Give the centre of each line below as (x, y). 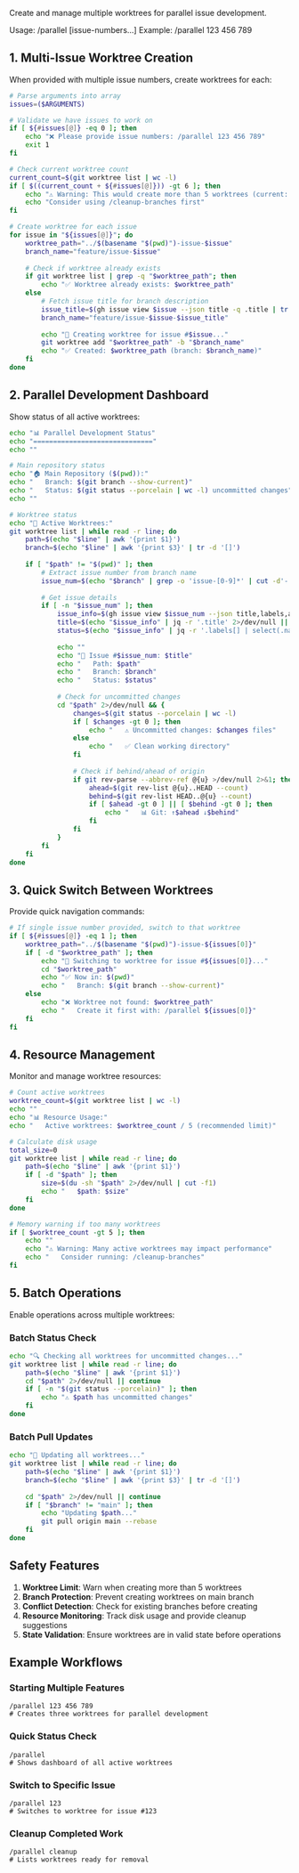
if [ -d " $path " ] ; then (71, 1175)
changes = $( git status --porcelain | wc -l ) (155, 713)
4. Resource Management (82, 1054)
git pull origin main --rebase (99, 1521)
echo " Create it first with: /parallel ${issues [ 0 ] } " (149, 1010)
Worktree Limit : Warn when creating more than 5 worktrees (132, 1587)
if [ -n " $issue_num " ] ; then (97, 606)
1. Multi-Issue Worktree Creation (101, 58)
